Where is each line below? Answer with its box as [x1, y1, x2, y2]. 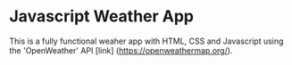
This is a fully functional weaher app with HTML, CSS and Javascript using [9, 36, 284, 46]
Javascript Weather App [9, 6, 195, 27]
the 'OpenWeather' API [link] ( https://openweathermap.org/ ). [9, 45, 233, 55]
